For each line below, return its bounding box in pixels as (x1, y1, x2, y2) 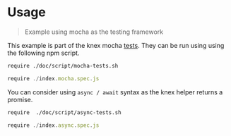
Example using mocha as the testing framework (24, 27, 164, 36)
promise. (7, 95, 33, 104)
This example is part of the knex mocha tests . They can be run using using (7, 41, 225, 49)
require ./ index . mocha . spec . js (7, 75, 100, 82)
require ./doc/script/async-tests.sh (7, 109, 122, 116)
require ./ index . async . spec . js (7, 121, 100, 129)
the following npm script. (7, 49, 80, 57)
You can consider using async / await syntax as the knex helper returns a (7, 87, 223, 96)
